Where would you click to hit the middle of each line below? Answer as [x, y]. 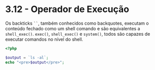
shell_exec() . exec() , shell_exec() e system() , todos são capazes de [78, 34]
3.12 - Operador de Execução [67, 9]
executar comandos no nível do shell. [44, 39]
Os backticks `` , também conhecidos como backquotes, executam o [77, 23]
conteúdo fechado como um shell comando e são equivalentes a [73, 28]
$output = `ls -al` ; [27, 57]
